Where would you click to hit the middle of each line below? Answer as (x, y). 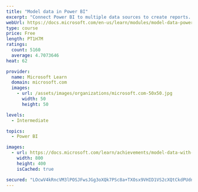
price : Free (21, 34)
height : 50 (35, 104)
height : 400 (31, 163)
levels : (16, 115)
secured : (17, 180)
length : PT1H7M (25, 39)
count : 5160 (26, 50)
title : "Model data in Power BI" (47, 11)
